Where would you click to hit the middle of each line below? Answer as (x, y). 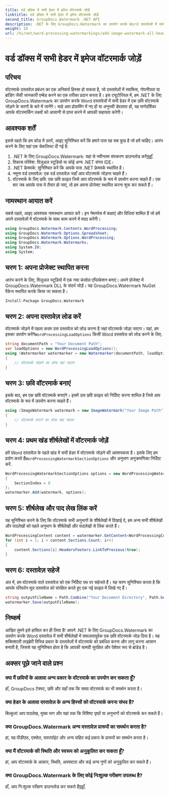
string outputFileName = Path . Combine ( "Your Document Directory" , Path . (83, 598)
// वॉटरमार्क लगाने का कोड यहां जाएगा (44, 420)
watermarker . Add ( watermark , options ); (46, 493)
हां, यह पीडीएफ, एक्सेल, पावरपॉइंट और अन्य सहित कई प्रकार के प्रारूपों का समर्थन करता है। (77, 737)
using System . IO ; (23, 247)
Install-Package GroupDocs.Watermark (45, 301)
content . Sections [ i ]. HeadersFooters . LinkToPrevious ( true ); (77, 550)
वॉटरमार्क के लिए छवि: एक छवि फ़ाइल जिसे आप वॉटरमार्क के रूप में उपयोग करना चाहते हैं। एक (87, 179)
